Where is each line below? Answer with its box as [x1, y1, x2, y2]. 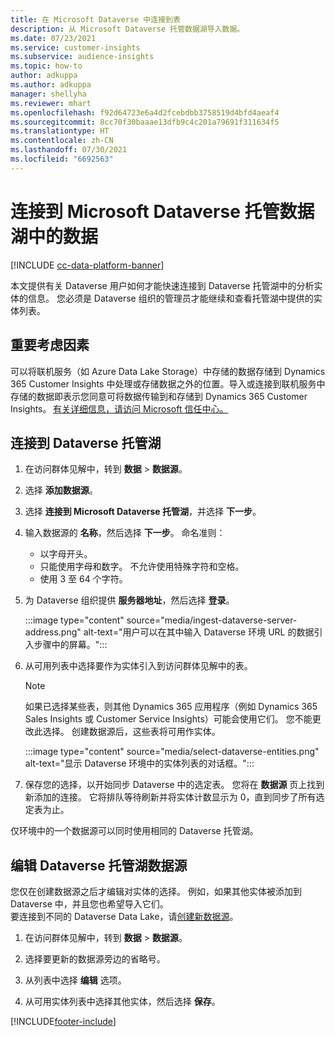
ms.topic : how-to [10, 61, 83, 71]
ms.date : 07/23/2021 [10, 33, 97, 43]
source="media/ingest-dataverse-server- [126, 614, 298, 626]
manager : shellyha [10, 89, 87, 99]
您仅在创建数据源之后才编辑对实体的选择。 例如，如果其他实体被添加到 [10, 886, 302, 898]
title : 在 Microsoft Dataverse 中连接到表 [10, 14, 181, 25]
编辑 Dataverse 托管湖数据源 [10, 857, 188, 874]
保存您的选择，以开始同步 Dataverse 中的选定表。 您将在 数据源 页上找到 [24, 779, 325, 791]
